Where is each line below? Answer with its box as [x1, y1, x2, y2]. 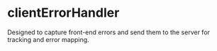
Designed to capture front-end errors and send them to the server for [7, 28, 211, 36]
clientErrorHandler [7, 5, 120, 21]
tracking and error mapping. [7, 35, 90, 43]
